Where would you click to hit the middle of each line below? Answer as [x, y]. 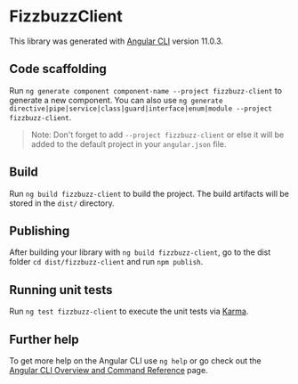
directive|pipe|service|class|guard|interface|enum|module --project [141, 109]
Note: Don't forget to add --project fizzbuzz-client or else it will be [157, 135]
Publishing [40, 230]
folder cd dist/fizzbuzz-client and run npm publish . [106, 262]
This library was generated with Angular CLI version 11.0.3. [117, 41]
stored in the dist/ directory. [62, 203]
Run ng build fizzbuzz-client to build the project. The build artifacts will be [149, 193]
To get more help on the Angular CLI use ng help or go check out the [135, 361]
